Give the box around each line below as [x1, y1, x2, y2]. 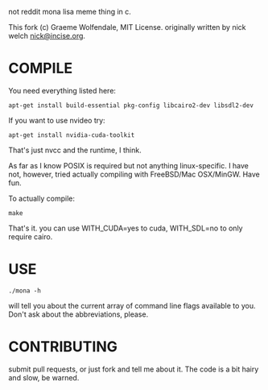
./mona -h [8, 286, 42, 295]
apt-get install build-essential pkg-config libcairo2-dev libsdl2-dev [8, 101, 254, 110]
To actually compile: [8, 193, 75, 203]
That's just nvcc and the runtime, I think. [8, 145, 142, 155]
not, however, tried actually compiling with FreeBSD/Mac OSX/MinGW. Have [8, 169, 260, 179]
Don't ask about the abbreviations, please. [8, 309, 149, 319]
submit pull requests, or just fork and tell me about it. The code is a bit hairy [8, 364, 259, 374]
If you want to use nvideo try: [8, 115, 106, 125]
